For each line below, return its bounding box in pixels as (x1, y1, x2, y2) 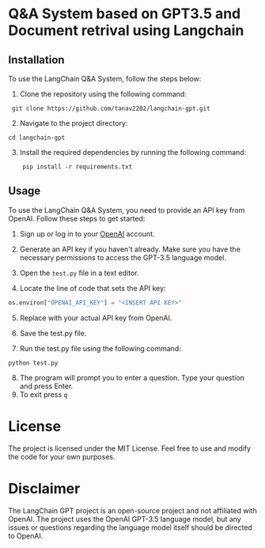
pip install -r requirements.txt (22, 163, 133, 171)
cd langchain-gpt (8, 134, 66, 142)
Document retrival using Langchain (8, 21, 244, 40)
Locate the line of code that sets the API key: (19, 283, 166, 293)
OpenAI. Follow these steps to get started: (8, 214, 146, 223)
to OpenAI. (8, 531, 44, 540)
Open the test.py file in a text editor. (19, 268, 140, 278)
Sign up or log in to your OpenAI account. (19, 229, 156, 238)
